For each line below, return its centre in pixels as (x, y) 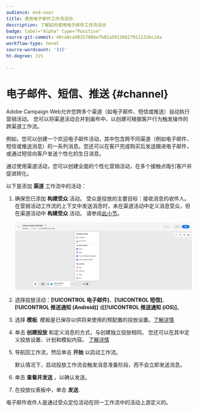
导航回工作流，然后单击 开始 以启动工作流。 (68, 352)
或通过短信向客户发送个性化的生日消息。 (55, 153)
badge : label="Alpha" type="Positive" (54, 31)
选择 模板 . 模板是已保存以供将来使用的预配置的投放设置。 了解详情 (94, 320)
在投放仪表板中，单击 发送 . (47, 390)
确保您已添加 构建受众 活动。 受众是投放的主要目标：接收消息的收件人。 (102, 198)
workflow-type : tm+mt (33, 44)
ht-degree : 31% (25, 56)
